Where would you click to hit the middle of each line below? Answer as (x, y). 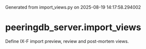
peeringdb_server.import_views (73, 27)
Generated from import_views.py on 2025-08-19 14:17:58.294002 (73, 7)
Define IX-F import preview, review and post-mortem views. (67, 41)
